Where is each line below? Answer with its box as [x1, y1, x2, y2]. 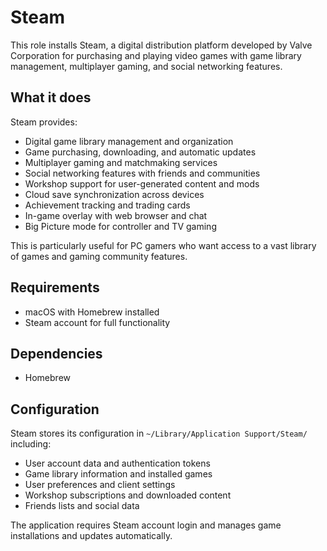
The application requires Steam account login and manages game [10, 519, 282, 531]
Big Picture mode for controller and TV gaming [24, 220, 217, 232]
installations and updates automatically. [10, 530, 173, 542]
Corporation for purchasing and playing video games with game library [10, 49, 302, 61]
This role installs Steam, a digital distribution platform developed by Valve [10, 39, 313, 51]
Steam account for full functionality [24, 316, 171, 328]
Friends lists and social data [24, 500, 140, 512]
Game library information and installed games [24, 468, 213, 480]
